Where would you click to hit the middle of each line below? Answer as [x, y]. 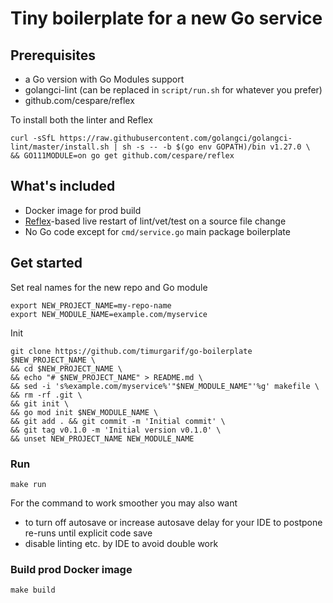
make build [33, 590]
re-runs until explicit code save [88, 533]
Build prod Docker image [71, 569]
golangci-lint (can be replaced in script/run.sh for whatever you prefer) [173, 90]
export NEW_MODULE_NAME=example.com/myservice [109, 314]
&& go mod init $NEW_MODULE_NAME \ [84, 412]
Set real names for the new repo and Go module [109, 287]
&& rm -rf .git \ [46, 395]
